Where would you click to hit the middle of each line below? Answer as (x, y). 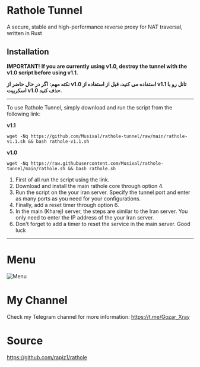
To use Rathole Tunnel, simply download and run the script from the (90, 107)
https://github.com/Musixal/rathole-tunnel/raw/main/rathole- (109, 136)
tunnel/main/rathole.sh (36, 168)
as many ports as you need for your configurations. (78, 198)
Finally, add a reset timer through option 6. (67, 205)
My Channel (37, 300)
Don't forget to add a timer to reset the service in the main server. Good (103, 224)
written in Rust (24, 33)
